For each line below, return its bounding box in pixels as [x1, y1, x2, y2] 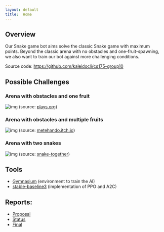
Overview [5, 30, 36, 39]
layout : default [5, 7, 39, 12]
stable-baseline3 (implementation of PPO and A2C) [12, 184, 117, 189]
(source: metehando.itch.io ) [19, 127, 75, 134]
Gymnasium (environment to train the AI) [12, 179, 95, 185]
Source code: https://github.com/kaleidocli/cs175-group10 [5, 63, 123, 69]
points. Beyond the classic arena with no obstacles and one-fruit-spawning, [5, 48, 160, 54]
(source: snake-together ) [19, 151, 70, 157]
